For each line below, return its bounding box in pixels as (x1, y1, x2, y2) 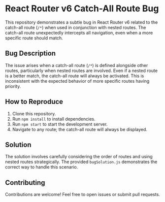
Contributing (5, 178, 45, 187)
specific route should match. (5, 35, 63, 41)
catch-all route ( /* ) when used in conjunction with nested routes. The (5, 24, 146, 30)
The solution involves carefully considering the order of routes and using (5, 154, 153, 160)
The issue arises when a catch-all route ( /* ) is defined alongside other (5, 62, 148, 68)
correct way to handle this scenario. (5, 164, 78, 170)
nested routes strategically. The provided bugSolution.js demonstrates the (5, 159, 158, 165)
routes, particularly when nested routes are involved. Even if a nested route (5, 67, 158, 73)
